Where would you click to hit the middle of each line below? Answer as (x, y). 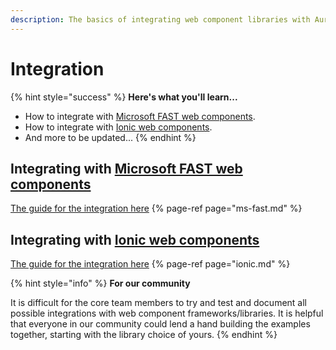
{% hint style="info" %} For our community (100, 283)
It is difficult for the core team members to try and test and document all (158, 303)
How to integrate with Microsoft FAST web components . (140, 116)
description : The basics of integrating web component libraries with (160, 19)
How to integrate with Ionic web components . (118, 127)
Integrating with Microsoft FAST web (126, 168)
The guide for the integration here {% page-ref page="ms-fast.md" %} (156, 208)
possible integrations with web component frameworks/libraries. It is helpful (167, 313)
